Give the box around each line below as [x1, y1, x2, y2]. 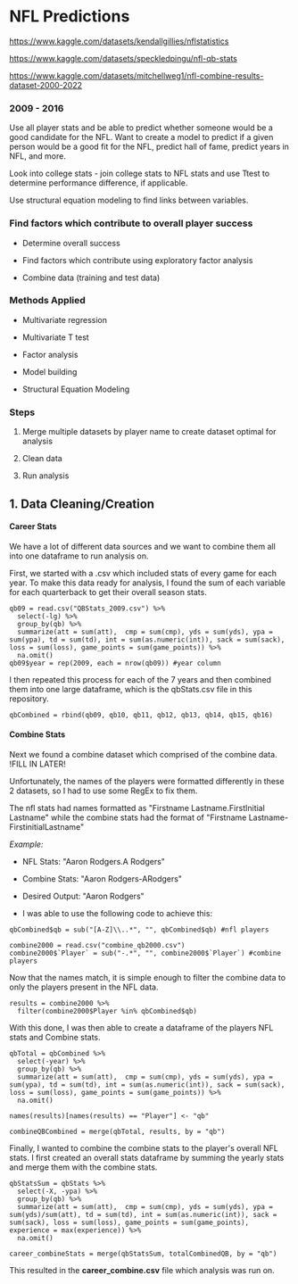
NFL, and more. [9, 151, 67, 162]
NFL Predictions [9, 6, 130, 27]
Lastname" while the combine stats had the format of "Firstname [9, 812, 247, 823]
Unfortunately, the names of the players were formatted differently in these [9, 775, 285, 786]
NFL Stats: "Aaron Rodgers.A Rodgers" [21, 856, 165, 866]
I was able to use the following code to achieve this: [21, 907, 212, 918]
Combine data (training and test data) [21, 272, 161, 283]
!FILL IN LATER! [9, 758, 66, 769]
